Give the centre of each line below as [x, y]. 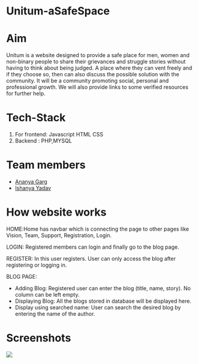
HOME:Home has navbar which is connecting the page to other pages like [97, 229]
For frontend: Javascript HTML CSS [59, 135]
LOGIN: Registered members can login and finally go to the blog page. [93, 247]
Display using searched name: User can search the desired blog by [98, 307]
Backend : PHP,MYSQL [43, 141]
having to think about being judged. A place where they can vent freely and [99, 68]
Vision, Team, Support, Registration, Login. [59, 235]
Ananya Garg [31, 182]
